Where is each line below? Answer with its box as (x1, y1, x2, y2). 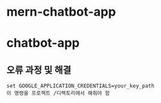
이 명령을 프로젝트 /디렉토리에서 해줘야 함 (6, 90, 110, 97)
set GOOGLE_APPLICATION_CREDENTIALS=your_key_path (6, 83, 155, 89)
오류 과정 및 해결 (6, 64, 72, 76)
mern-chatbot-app (6, 4, 116, 20)
